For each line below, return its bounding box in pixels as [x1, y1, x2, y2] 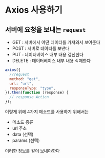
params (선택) [12, 137, 40, 143]
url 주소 [12, 125, 27, 131]
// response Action [9, 95, 49, 100]
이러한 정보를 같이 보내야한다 [5, 148, 60, 154]
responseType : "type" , [9, 86, 56, 90]
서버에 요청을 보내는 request [5, 25, 86, 34]
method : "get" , [9, 76, 41, 81]
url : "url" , [9, 81, 34, 86]
